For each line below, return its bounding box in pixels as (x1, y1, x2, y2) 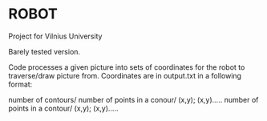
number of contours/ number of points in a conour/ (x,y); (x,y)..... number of (8, 95, 259, 104)
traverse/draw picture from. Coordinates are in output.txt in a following (8, 71, 242, 80)
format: (8, 79, 33, 89)
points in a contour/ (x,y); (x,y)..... (8, 103, 119, 113)
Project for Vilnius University (8, 31, 103, 41)
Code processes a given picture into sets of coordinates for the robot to (8, 62, 245, 72)
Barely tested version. (8, 46, 81, 56)
